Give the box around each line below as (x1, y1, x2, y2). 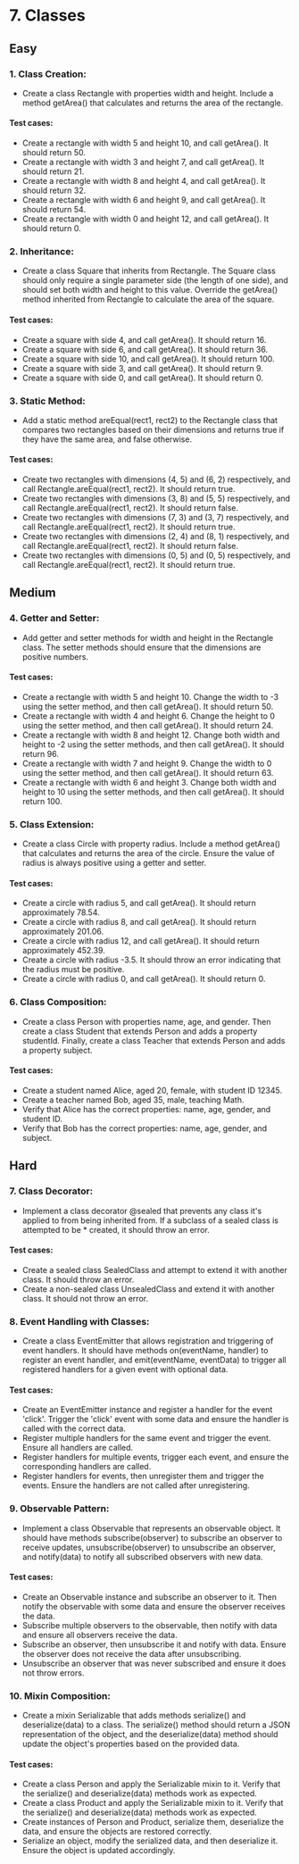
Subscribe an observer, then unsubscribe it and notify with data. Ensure (21, 1639, 287, 1650)
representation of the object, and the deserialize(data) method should (21, 1729, 278, 1740)
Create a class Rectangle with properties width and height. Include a (21, 87, 274, 98)
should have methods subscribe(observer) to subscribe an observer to (21, 1532, 283, 1543)
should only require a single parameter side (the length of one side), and (21, 275, 288, 286)
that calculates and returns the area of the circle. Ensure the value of (21, 848, 275, 859)
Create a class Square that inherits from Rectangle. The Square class (21, 265, 277, 277)
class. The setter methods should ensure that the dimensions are (21, 642, 262, 653)
